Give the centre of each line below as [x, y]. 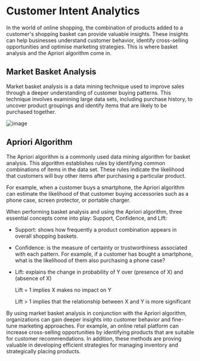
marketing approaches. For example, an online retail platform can [99, 326]
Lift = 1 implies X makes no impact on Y [63, 290]
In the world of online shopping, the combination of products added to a [95, 28]
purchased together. [31, 111]
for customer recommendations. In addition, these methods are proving [94, 338]
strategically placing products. [44, 351]
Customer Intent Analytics [73, 11]
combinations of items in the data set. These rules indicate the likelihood [95, 169]
